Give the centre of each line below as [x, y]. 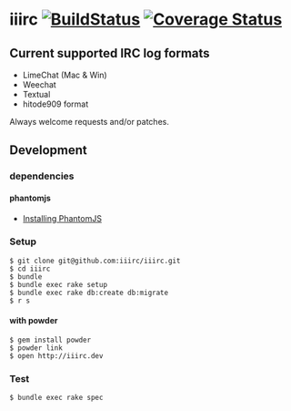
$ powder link [36, 348]
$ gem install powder [50, 340]
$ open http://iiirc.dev [56, 356]
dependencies [42, 176]
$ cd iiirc [30, 269]
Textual [36, 94]
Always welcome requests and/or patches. [90, 122]
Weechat [39, 85]
